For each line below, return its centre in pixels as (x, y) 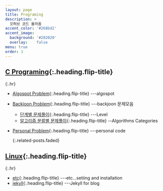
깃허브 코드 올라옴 (26, 24)
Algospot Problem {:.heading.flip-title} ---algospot (63, 93)
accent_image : (20, 33)
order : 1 (14, 51)
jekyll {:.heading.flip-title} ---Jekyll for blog (56, 183)
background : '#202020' (33, 38)
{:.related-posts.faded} (36, 140)
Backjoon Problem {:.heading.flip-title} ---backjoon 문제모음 (73, 104)
